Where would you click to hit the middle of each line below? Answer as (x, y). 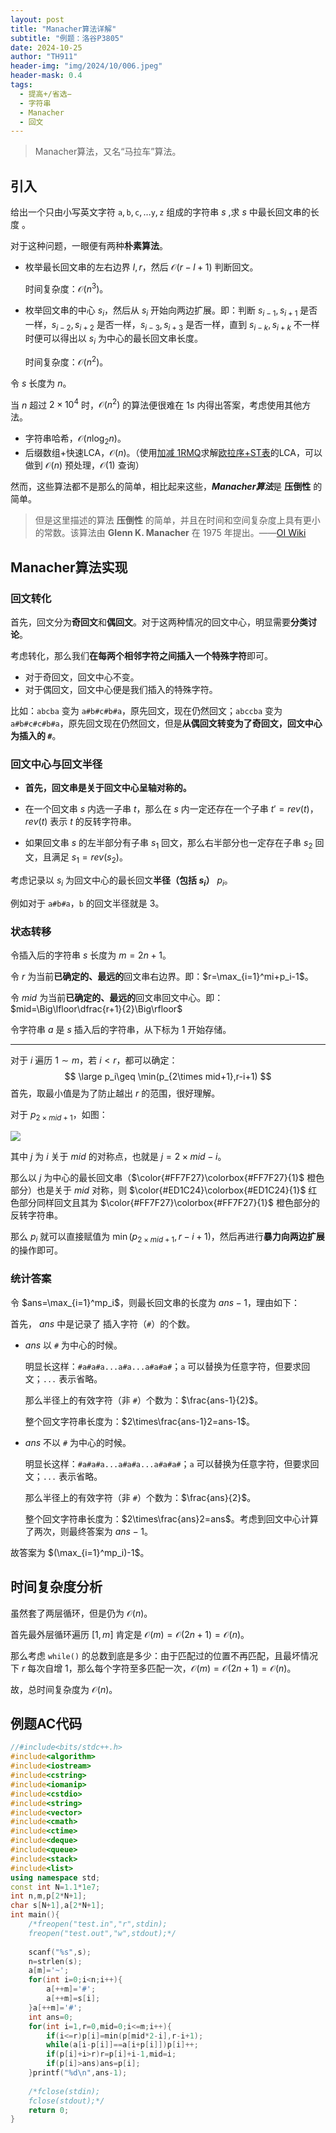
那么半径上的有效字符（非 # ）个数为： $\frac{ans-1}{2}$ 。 (144, 1400)
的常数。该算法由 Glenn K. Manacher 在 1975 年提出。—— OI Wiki (170, 533)
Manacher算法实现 (69, 567)
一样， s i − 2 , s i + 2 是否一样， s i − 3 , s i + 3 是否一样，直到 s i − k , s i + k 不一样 (172, 325)
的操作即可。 (36, 1250)
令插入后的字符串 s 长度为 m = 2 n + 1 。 (91, 955)
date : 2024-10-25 (46, 47)
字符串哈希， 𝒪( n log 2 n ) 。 (75, 439)
